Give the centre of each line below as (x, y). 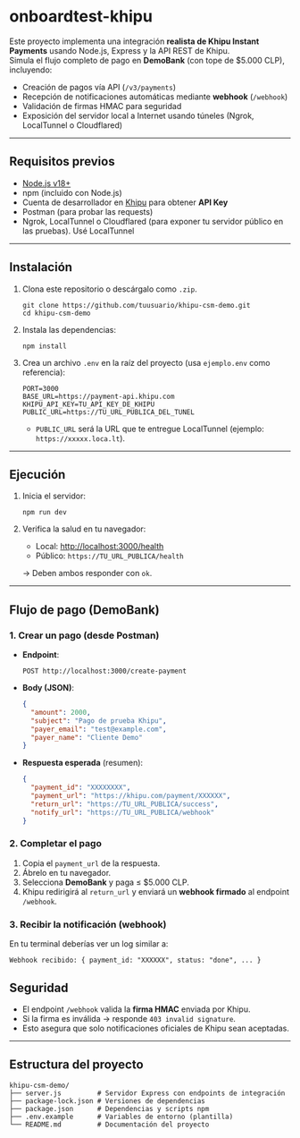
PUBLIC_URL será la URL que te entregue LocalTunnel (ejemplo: (150, 429)
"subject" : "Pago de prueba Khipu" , (99, 721)
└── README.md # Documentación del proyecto (109, 1125)
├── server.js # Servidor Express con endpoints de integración (147, 1093)
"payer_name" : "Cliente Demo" (87, 737)
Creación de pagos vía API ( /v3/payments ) (99, 87)
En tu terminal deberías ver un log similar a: (89, 944)
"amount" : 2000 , (61, 712)
